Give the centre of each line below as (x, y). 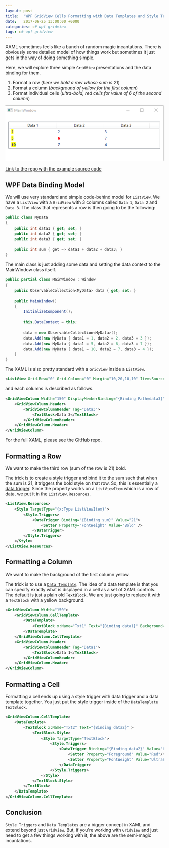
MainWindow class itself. (31, 270)
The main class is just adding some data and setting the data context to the (83, 264)
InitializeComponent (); (48, 312)
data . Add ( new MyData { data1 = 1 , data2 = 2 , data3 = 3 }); (88, 338)
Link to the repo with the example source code (53, 169)
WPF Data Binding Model (45, 185)
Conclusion (24, 812)
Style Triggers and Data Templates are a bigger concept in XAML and (78, 824)
